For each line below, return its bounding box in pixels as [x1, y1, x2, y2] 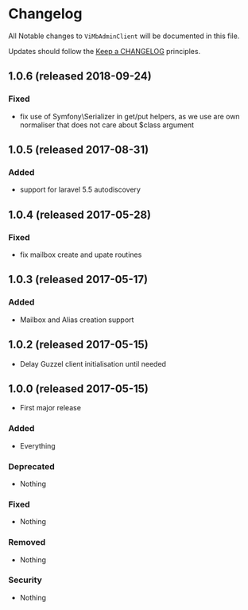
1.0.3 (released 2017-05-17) [8, 273, 149, 286]
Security [8, 574, 42, 585]
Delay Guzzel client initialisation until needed [19, 359, 167, 368]
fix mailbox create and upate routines [19, 250, 142, 259]
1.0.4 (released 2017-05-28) [8, 208, 151, 221]
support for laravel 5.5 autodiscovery [19, 185, 141, 195]
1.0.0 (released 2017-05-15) [8, 382, 149, 395]
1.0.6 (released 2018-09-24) [8, 69, 153, 84]
